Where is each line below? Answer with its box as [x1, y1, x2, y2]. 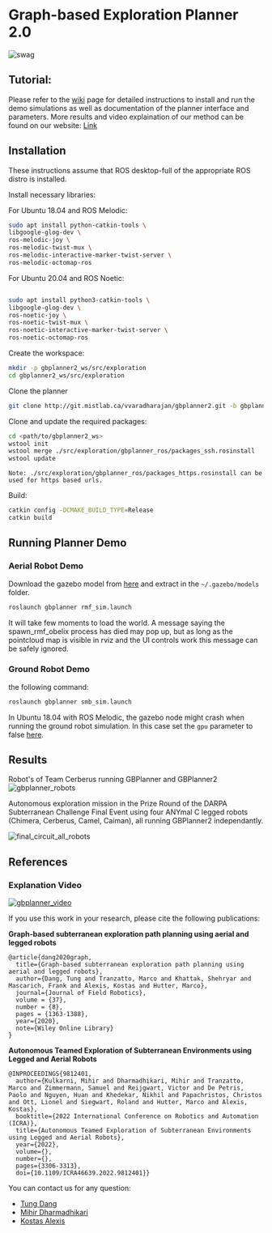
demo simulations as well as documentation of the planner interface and [8, 103, 249, 113]
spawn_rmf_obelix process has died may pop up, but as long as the [8, 626, 233, 636]
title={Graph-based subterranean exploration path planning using [15, 961, 244, 969]
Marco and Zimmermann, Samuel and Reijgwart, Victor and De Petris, [8, 1084, 244, 1092]
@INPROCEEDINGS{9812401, [8, 1070, 92, 1078]
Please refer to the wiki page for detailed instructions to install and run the [8, 95, 255, 104]
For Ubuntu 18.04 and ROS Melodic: [8, 205, 128, 215]
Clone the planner [8, 386, 69, 396]
